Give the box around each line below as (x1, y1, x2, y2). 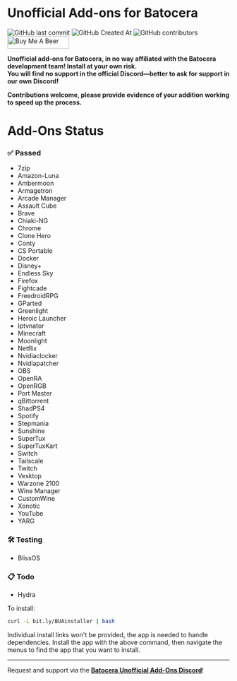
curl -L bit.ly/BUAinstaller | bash (7, 618, 115, 625)
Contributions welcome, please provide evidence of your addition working (7, 90, 230, 99)
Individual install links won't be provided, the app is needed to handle (7, 630, 208, 639)
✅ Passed (7, 148, 41, 158)
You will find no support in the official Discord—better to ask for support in (7, 69, 230, 78)
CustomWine (17, 495, 55, 503)
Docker (17, 254, 39, 263)
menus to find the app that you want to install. (7, 645, 141, 654)
